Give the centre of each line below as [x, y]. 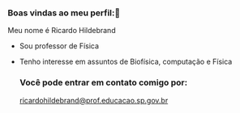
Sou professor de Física [59, 46]
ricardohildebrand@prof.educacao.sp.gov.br [94, 100]
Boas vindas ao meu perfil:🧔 [64, 13]
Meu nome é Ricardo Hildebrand [62, 31]
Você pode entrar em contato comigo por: [103, 82]
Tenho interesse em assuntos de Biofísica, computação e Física [126, 62]
